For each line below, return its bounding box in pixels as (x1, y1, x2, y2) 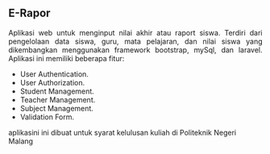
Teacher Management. (19, 94, 96, 104)
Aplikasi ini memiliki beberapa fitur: (8, 53, 125, 63)
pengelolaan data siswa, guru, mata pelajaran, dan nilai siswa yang (8, 36, 263, 46)
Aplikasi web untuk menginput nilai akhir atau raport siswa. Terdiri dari (8, 27, 263, 37)
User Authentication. (19, 69, 89, 79)
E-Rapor (8, 6, 51, 20)
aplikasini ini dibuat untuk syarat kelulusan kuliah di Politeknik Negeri (8, 127, 236, 137)
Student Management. (19, 86, 94, 96)
